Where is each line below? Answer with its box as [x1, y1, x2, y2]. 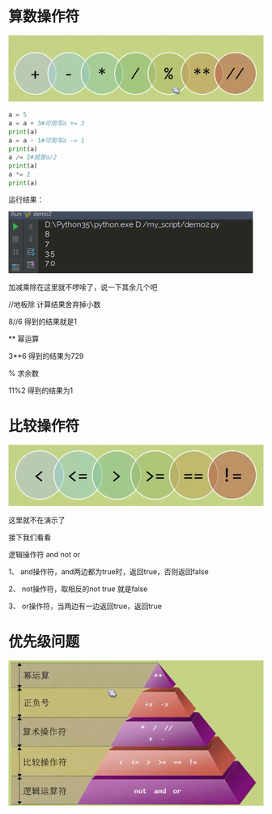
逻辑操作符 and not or [8, 549, 81, 559]
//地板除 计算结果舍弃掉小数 [8, 299, 101, 309]
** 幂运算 [8, 334, 39, 343]
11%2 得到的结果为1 [8, 386, 74, 395]
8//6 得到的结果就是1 [8, 317, 78, 326]
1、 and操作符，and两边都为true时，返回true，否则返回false [8, 566, 209, 576]
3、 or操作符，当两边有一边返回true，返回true [8, 601, 162, 611]
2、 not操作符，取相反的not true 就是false [8, 584, 148, 594]
